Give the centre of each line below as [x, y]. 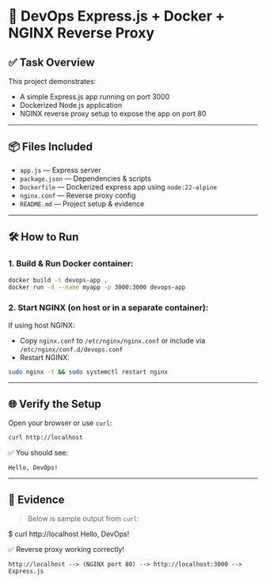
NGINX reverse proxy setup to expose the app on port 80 [113, 113]
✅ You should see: [38, 453]
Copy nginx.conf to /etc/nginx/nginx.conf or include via [112, 340]
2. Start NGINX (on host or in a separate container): [108, 308]
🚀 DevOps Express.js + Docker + [117, 16]
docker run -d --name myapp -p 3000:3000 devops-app [97, 288]
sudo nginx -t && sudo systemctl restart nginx [88, 372]
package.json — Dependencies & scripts [85, 178]
